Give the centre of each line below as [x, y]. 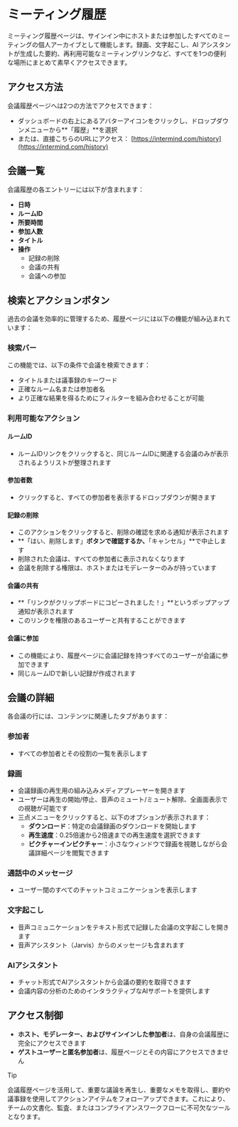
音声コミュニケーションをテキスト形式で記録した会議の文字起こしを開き [123, 927]
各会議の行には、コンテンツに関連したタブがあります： [88, 716]
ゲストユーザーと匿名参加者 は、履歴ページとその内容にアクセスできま [120, 1051]
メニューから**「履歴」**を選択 [71, 130]
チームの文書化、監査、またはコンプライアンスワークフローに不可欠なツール [119, 1107]
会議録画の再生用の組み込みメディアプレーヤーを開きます [102, 791]
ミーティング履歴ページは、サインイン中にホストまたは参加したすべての [113, 36]
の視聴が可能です [43, 808]
